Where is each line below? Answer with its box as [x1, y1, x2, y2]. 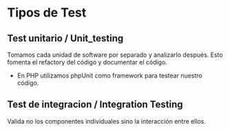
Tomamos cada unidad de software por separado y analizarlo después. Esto [7, 50, 223, 59]
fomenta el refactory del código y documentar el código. [7, 58, 167, 66]
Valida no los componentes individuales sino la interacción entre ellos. [7, 117, 207, 125]
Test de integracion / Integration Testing [7, 99, 183, 111]
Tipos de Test [7, 5, 87, 21]
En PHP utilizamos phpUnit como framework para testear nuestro [17, 71, 203, 79]
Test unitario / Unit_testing [7, 32, 124, 44]
